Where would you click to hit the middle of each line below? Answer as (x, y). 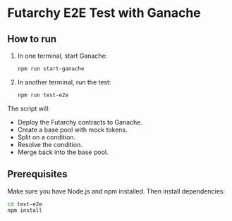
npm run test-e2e (43, 95)
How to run (32, 39)
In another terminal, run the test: (64, 82)
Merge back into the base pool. (63, 152)
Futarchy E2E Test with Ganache (104, 13)
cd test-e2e (25, 204)
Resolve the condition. (50, 144)
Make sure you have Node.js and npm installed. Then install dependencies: (116, 191)
